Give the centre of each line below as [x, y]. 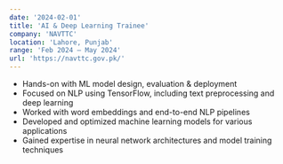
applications [44, 131]
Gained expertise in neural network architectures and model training [147, 140]
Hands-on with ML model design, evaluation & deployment [129, 84]
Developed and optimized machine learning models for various [137, 121]
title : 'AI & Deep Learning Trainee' [79, 26]
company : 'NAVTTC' [43, 34]
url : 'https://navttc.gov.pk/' [67, 59]
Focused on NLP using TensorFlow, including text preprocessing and [148, 93]
